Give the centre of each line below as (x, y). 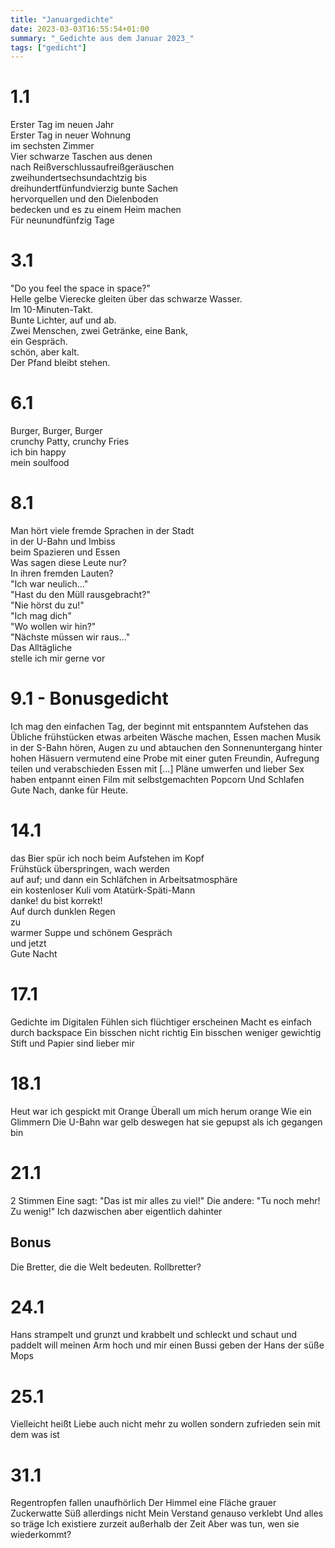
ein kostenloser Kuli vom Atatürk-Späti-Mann (103, 890)
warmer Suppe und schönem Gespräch (91, 932)
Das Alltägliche (41, 647)
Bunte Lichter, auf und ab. (63, 320)
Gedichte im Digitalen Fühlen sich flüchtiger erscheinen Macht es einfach (161, 1022)
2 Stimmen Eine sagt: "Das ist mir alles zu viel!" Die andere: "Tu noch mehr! (165, 1200)
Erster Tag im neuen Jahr (62, 125)
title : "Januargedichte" (62, 19)
